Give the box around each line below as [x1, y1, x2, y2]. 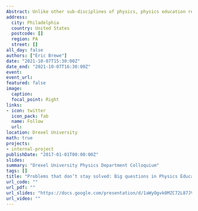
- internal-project [6, 146, 54, 152]
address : [6, 14, 28, 20]
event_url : [6, 74, 33, 80]
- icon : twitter [6, 108, 46, 113]
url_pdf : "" [6, 184, 35, 190]
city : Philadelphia [11, 20, 60, 25]
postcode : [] [11, 31, 44, 37]
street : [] [11, 42, 38, 48]
